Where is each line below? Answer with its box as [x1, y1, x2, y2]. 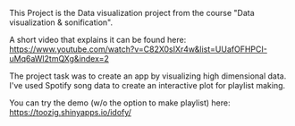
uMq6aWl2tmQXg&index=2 [9, 54, 109, 63]
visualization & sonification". [9, 17, 114, 28]
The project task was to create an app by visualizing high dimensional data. [9, 71, 287, 81]
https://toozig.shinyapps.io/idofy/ [9, 107, 132, 117]
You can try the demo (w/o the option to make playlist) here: [9, 97, 231, 108]
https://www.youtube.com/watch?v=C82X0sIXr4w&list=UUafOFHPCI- [9, 44, 268, 55]
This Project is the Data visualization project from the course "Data [9, 8, 255, 18]
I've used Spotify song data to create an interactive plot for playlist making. [9, 80, 286, 90]
